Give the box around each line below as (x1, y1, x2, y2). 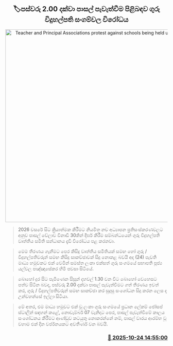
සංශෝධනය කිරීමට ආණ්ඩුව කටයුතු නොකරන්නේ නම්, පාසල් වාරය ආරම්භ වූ (18, 315, 167, 321)
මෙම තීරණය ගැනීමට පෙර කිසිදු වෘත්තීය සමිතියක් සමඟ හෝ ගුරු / (18, 248, 147, 254)
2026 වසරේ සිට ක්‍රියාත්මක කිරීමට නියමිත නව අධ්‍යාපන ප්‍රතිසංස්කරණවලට (18, 226, 163, 232)
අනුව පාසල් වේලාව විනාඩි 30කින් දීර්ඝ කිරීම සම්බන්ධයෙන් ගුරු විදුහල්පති (18, 232, 160, 238)
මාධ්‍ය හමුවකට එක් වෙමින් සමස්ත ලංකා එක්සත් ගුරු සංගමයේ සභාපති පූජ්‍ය (18, 260, 163, 266)
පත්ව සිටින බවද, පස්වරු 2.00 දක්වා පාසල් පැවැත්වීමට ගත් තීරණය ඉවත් (18, 281, 159, 287)
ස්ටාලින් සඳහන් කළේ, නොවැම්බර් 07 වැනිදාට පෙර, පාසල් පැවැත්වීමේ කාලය (18, 309, 165, 315)
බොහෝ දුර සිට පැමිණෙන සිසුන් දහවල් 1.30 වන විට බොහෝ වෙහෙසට (18, 276, 157, 282)
